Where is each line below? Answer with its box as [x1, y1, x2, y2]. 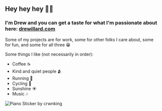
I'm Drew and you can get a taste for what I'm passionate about [5, 19, 157, 26]
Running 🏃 [12, 75, 33, 81]
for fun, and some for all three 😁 [5, 42, 71, 48]
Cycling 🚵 [12, 80, 32, 86]
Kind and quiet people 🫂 [12, 68, 62, 74]
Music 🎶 [12, 91, 28, 96]
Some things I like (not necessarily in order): [5, 51, 93, 57]
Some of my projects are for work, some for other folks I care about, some [5, 37, 154, 42]
